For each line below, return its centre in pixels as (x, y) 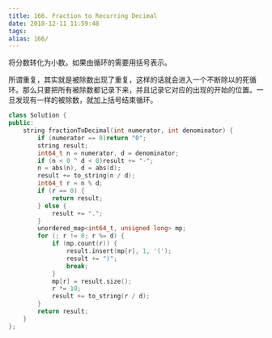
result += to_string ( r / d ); (101, 297)
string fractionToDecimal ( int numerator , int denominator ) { (128, 130)
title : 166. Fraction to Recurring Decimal (83, 16)
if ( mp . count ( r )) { (84, 244)
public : (21, 123)
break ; (77, 266)
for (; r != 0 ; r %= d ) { (81, 236)
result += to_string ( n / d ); (87, 176)
